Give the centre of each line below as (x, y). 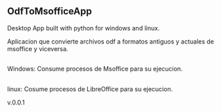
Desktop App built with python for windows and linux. (83, 28)
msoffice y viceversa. (38, 48)
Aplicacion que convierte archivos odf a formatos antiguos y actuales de (111, 41)
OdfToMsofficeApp (50, 11)
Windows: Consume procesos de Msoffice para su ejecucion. (95, 69)
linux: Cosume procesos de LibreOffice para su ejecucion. (90, 88)
